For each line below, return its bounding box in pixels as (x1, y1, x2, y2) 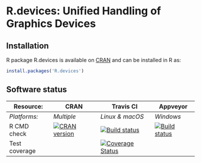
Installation (6, 41, 49, 51)
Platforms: (9, 112, 38, 121)
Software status (6, 85, 68, 95)
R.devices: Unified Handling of (6, 4, 162, 18)
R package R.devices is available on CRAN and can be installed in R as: (6, 57, 181, 63)
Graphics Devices (6, 17, 96, 30)
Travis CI (111, 102, 138, 110)
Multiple (53, 112, 76, 121)
